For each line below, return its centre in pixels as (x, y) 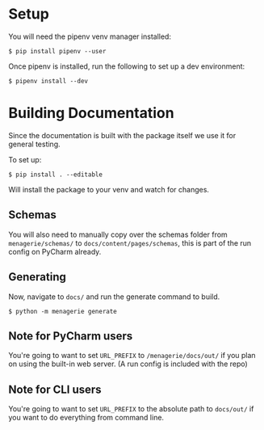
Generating (38, 277)
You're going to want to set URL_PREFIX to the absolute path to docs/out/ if (131, 409)
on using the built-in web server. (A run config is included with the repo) (128, 364)
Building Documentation (92, 113)
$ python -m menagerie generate (63, 311)
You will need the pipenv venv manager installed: (90, 36)
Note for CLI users (55, 389)
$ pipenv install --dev (48, 81)
